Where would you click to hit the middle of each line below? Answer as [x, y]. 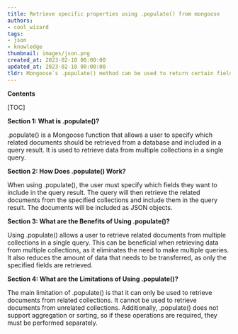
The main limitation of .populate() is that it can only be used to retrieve [110, 292]
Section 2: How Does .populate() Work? [67, 171]
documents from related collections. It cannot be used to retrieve [102, 300]
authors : [20, 21]
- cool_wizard [28, 27]
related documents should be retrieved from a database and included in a [114, 142]
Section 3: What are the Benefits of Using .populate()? [89, 221]
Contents [21, 94]
